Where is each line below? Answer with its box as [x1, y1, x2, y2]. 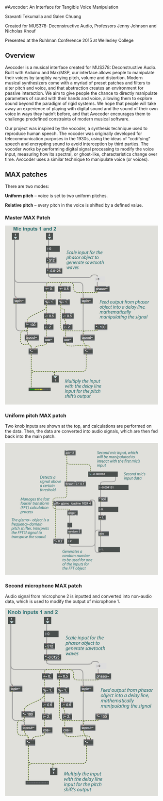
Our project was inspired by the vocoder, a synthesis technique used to [5, 125, 148, 131]
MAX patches [5, 170, 48, 179]
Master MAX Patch [5, 214, 50, 221]
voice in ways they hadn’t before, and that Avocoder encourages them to [5, 111, 151, 117]
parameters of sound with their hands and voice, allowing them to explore [5, 95, 152, 101]
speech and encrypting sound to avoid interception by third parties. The [5, 141, 149, 147]
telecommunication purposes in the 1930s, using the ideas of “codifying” [5, 135, 150, 141]
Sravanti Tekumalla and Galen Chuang [5, 14, 81, 19]
